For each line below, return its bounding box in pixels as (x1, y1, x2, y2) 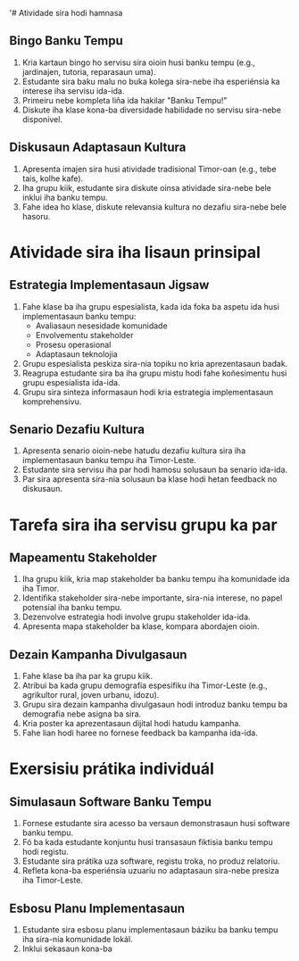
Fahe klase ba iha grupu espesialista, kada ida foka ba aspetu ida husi (21, 301, 279, 311)
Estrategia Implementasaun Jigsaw (9, 278, 210, 293)
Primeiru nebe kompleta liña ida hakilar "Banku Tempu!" (21, 95, 228, 105)
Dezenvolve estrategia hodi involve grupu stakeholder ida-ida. (21, 611, 252, 623)
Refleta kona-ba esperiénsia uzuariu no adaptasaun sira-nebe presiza (21, 866, 279, 876)
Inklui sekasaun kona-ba (21, 943, 113, 954)
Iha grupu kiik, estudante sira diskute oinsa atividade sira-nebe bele (21, 182, 272, 193)
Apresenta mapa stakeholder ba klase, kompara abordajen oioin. (21, 621, 261, 632)
